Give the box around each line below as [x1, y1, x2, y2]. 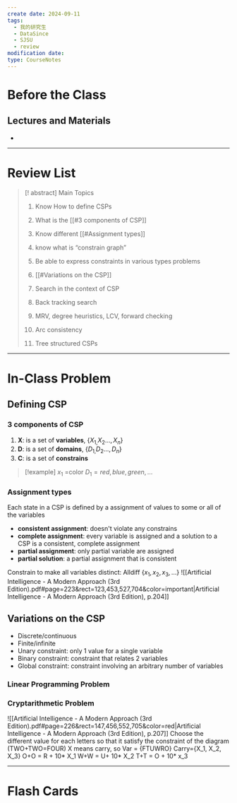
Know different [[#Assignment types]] [35, 229, 146, 238]
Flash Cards [7, 783, 79, 799]
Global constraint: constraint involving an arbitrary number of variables [17, 662, 224, 670]
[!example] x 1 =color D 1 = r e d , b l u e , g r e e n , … [24, 468, 153, 478]
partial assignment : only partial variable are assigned [17, 547, 174, 556]
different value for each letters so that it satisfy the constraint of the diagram [7, 737, 229, 746]
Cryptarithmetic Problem [7, 698, 95, 708]
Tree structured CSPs [35, 339, 98, 347]
